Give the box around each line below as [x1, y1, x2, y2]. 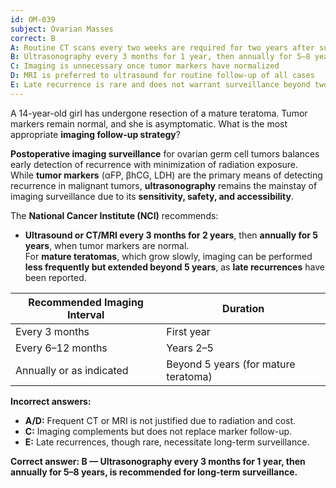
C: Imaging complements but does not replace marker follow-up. [24, 425, 293, 437]
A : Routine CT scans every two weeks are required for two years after [10, 42, 315, 53]
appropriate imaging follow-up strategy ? [10, 128, 181, 140]
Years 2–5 [166, 341, 214, 355]
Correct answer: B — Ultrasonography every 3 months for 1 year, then [10, 455, 306, 467]
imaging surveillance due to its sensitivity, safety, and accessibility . [10, 190, 295, 202]
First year [166, 324, 211, 338]
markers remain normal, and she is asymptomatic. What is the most [10, 117, 288, 130]
